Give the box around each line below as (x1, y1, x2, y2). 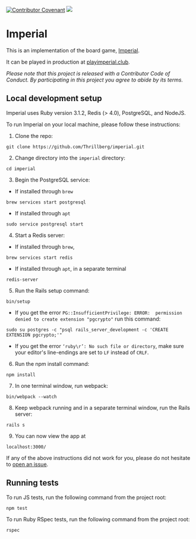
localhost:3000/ (6, 444, 46, 450)
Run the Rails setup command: (14, 287, 90, 294)
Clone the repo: (14, 132, 53, 139)
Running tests (6, 478, 59, 488)
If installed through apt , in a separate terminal (14, 265, 127, 272)
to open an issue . (6, 460, 49, 468)
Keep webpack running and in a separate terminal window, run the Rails (14, 404, 190, 411)
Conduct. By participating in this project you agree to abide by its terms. (6, 76, 183, 83)
